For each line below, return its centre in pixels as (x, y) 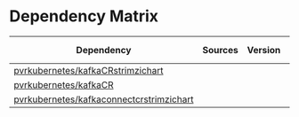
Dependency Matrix (84, 16)
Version (264, 50)
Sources (220, 50)
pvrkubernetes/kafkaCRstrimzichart (89, 70)
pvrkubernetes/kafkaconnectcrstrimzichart (104, 99)
